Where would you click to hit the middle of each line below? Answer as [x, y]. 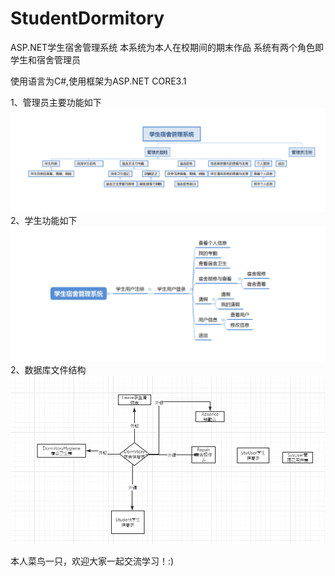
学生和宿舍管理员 [45, 59]
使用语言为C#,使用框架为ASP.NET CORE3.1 [98, 81]
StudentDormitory [87, 18]
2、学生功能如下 [44, 221]
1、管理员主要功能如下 [56, 102]
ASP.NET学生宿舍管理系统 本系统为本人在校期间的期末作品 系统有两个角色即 [167, 47]
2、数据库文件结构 [48, 370]
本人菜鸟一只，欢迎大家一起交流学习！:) [92, 561]
